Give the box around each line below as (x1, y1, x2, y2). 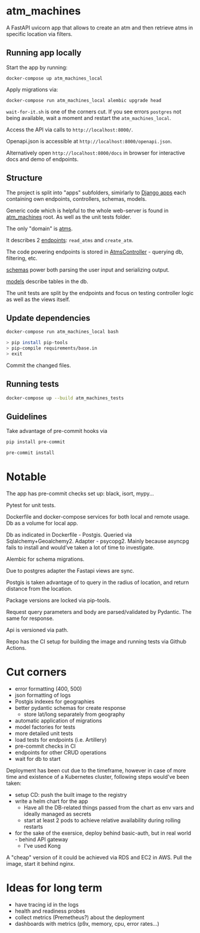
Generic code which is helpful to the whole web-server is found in (6, 207, 169, 214)
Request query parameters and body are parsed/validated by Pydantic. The (6, 609, 192, 616)
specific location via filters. (6, 30, 73, 37)
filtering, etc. (6, 254, 38, 261)
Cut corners (6, 666, 67, 679)
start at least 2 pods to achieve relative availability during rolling (23, 817, 181, 824)
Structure (6, 173, 43, 183)
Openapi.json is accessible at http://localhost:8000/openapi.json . (6, 137, 172, 145)
